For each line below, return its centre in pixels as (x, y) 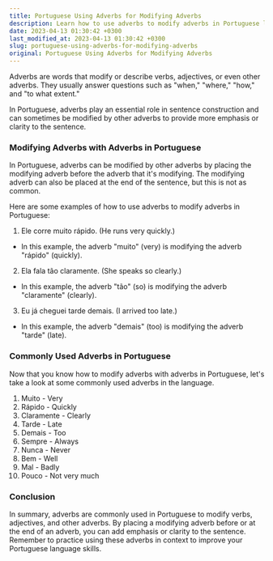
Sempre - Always (50, 441)
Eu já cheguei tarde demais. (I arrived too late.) (99, 311)
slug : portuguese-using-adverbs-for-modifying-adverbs (104, 46)
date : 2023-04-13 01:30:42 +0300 (66, 31)
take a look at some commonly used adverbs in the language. (112, 382)
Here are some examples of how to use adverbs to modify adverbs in (125, 206)
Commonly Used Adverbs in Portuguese (90, 356)
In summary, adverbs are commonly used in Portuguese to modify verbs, (131, 514)
